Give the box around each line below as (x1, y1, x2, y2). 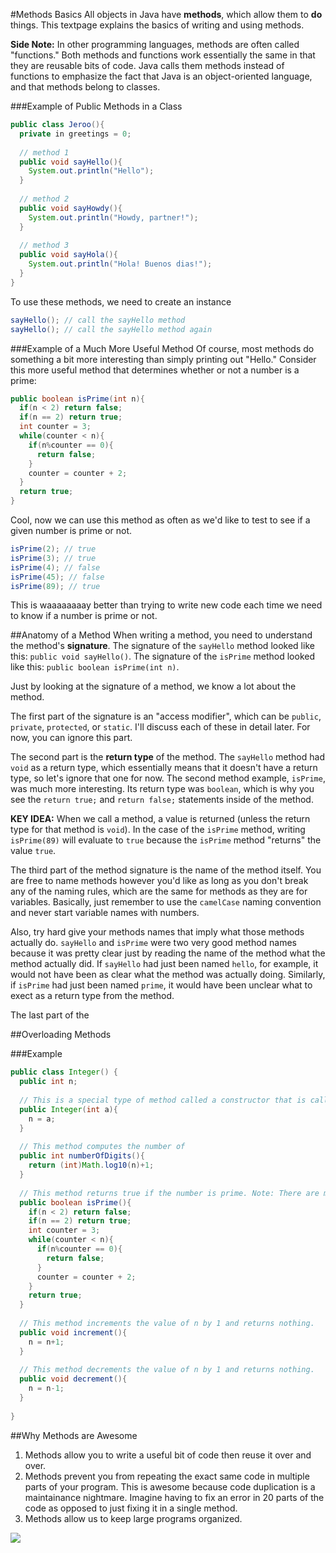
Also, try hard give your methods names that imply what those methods (10, 926, 305, 938)
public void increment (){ (19, 1327, 128, 1338)
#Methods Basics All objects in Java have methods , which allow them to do (10, 9, 323, 20)
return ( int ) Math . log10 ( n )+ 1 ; (28, 1160, 155, 1171)
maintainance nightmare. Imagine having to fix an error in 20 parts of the (24, 1491, 325, 1503)
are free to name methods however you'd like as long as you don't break (10, 875, 309, 887)
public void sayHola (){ (19, 250, 118, 260)
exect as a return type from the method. (10, 990, 175, 1002)
